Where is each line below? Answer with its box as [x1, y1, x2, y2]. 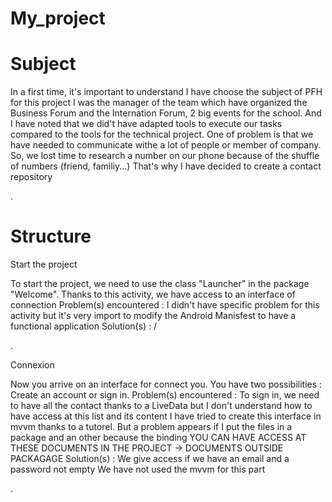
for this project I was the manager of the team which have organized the [10, 97, 308, 109]
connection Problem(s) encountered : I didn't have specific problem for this [10, 299, 320, 311]
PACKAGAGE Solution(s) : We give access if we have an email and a [10, 453, 290, 465]
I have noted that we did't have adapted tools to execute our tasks [10, 118, 283, 130]
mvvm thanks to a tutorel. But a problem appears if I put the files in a [10, 421, 293, 433]
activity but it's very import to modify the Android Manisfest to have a [10, 310, 297, 322]
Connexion [10, 359, 55, 371]
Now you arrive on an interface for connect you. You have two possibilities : [10, 378, 323, 391]
